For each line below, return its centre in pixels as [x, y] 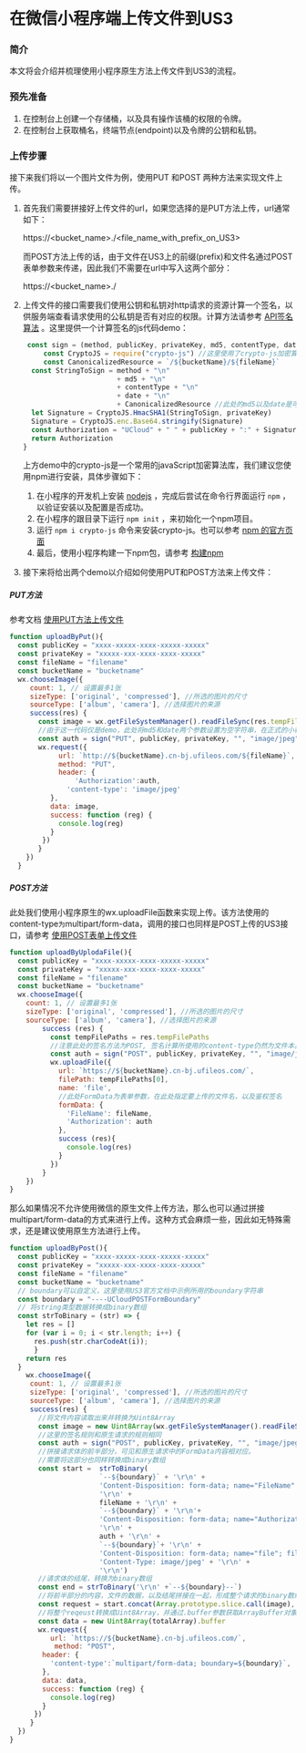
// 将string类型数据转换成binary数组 [82, 1308]
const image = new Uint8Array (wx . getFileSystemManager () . [150, 1426]
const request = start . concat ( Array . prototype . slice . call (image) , [167, 1604]
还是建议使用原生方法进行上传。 [85, 1231]
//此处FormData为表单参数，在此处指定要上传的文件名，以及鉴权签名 [170, 1096]
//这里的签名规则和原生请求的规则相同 [100, 1435]
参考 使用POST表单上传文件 [85, 934]
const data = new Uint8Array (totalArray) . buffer [132, 1621]
